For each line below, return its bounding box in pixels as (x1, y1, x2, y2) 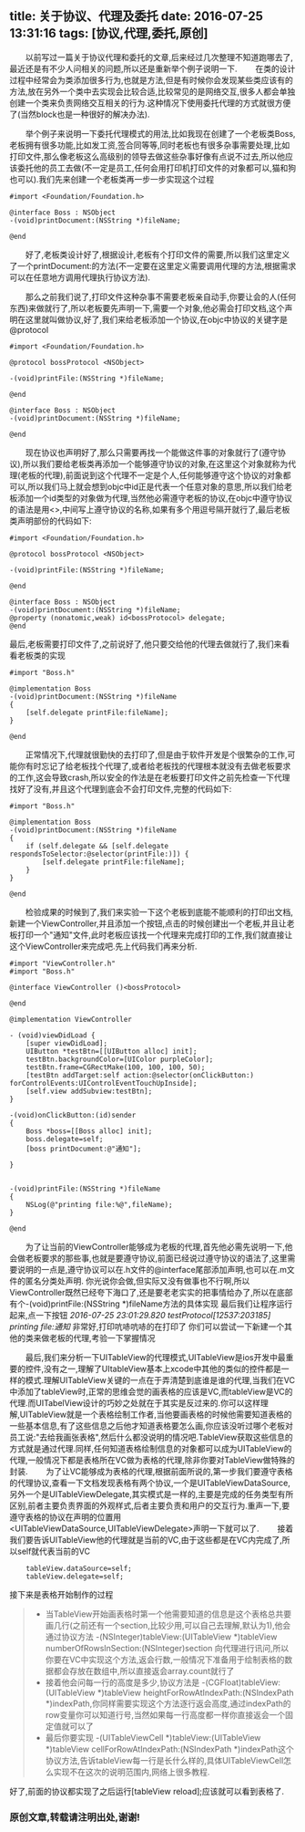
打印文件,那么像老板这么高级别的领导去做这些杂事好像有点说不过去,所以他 (9, 151, 286, 161)
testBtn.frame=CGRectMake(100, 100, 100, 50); (25, 1062, 206, 1072)
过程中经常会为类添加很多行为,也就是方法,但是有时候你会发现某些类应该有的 (9, 74, 294, 85)
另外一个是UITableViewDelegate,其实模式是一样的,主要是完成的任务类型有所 (9, 1488, 294, 1499)
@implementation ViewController (9, 1015, 132, 1024)
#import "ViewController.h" (9, 959, 117, 968)
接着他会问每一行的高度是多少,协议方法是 (45, 1677, 200, 1688)
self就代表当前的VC (16, 1546, 91, 1556)
